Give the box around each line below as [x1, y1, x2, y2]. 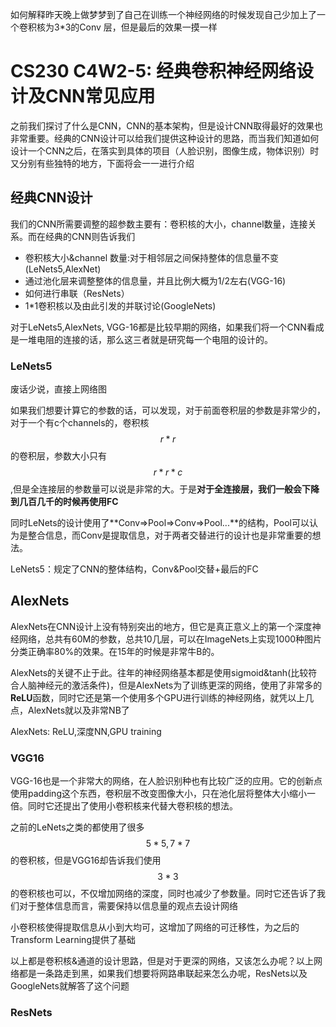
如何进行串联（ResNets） [24, 287, 130, 299]
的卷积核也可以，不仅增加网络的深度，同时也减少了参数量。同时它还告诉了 [10, 888, 317, 900]
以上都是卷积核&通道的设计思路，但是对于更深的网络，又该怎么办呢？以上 [10, 955, 315, 967]
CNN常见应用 [45, 85, 156, 108]
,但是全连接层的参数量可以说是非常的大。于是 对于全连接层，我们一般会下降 [10, 483, 320, 495]
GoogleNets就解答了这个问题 [10, 980, 130, 992]
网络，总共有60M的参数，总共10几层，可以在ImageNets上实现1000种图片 [18, 633, 323, 645]
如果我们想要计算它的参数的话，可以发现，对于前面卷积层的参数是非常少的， [10, 404, 326, 417]
